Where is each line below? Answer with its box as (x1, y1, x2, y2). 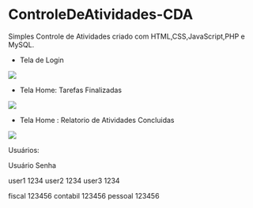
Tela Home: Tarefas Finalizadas (19, 85, 123, 95)
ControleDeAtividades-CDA (8, 6, 194, 24)
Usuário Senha (8, 160, 57, 170)
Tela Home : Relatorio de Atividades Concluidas (19, 115, 175, 124)
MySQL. (8, 39, 35, 49)
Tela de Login (19, 55, 65, 65)
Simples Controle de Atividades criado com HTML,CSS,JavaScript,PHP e (8, 32, 245, 41)
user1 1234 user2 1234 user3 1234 (8, 176, 120, 185)
